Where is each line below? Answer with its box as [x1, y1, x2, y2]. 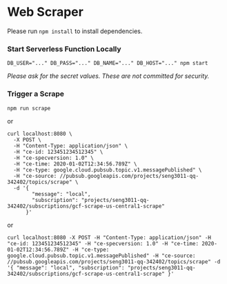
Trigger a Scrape [7, 89, 64, 99]
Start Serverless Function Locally [7, 44, 122, 54]
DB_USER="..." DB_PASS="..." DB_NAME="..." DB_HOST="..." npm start [7, 60, 208, 67]
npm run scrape [7, 105, 51, 112]
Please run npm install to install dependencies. [7, 27, 143, 35]
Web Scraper [7, 4, 84, 20]
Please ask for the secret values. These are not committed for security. [7, 72, 210, 80]
